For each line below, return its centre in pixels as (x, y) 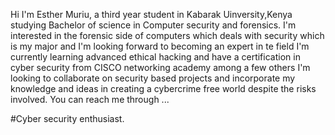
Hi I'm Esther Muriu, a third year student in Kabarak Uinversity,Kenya (151, 14)
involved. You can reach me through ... (90, 99)
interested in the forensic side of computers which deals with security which (167, 35)
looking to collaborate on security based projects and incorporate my (153, 78)
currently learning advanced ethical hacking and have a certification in (155, 57)
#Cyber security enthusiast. (67, 118)
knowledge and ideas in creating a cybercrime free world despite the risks (163, 88)
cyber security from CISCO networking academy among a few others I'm (160, 67)
